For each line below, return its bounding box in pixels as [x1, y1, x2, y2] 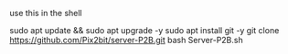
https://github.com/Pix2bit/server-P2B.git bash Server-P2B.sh [9, 35, 244, 45]
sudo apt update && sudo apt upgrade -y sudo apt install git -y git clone [9, 25, 280, 35]
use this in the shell [9, 8, 82, 18]
